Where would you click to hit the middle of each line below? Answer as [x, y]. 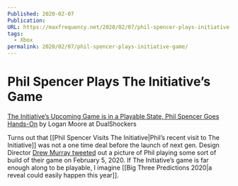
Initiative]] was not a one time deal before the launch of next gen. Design [113, 145]
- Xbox [23, 40]
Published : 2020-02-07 [41, 14]
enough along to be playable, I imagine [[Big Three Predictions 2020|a [110, 168]
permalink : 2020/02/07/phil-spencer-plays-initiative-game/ [98, 47]
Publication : [27, 21]
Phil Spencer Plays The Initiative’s [109, 82]
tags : [15, 34]
